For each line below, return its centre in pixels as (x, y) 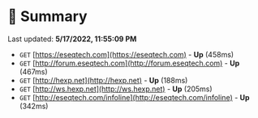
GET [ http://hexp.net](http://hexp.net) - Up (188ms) (103, 80)
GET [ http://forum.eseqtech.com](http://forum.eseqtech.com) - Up (129, 63)
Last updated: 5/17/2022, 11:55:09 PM (72, 39)
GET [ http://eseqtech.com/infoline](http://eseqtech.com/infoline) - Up (134, 97)
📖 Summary (47, 17)
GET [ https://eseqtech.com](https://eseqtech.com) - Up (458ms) (127, 54)
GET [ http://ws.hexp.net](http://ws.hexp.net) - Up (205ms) (116, 89)
